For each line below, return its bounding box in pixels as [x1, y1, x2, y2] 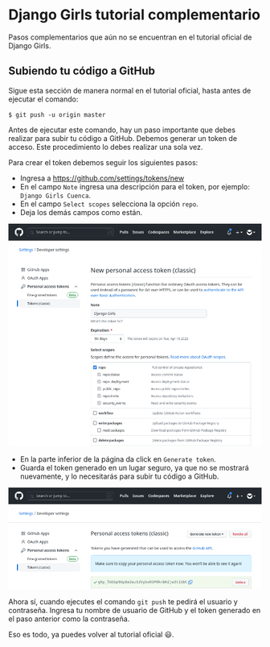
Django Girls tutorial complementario [8, 6, 261, 24]
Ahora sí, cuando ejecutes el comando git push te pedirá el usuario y [8, 597, 239, 607]
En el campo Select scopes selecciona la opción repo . [19, 199, 198, 209]
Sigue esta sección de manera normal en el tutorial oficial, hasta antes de [8, 85, 252, 95]
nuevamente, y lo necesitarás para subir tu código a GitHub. [19, 471, 219, 481]
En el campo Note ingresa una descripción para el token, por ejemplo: [19, 181, 251, 191]
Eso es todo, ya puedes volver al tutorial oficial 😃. [8, 630, 174, 640]
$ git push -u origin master [8, 110, 106, 118]
